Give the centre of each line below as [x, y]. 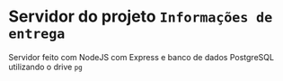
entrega [37, 34]
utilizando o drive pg [45, 67]
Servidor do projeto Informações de [141, 17]
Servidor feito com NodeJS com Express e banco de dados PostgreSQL [141, 57]
